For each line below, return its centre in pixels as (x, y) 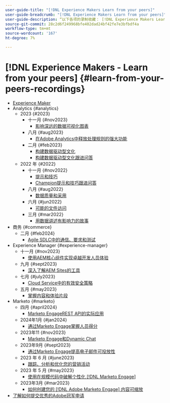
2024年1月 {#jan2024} (44, 320)
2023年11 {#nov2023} (43, 332)
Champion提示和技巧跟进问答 (66, 183)
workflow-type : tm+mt (28, 29)
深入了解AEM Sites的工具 (54, 270)
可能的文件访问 (51, 208)
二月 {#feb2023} (45, 145)
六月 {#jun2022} (45, 201)
